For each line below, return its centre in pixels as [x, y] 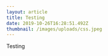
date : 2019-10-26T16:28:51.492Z [47, 23]
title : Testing [26, 18]
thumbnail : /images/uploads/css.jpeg [54, 29]
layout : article [27, 12]
